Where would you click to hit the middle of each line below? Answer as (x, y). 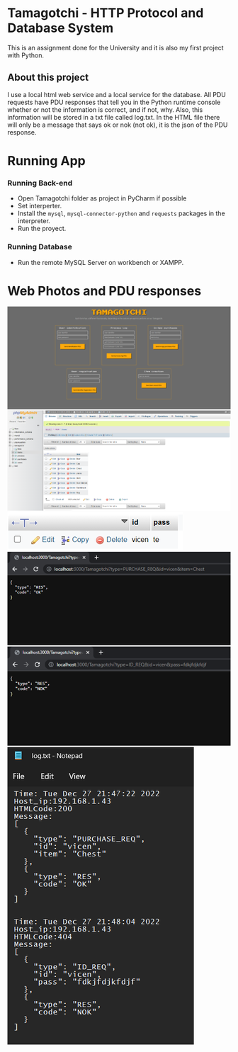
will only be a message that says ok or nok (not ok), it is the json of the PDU (118, 125)
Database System (61, 28)
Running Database (40, 247)
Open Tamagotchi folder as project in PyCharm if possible (102, 198)
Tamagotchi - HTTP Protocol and (106, 13)
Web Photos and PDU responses (104, 291)
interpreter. (34, 221)
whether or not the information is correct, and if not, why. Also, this (105, 109)
